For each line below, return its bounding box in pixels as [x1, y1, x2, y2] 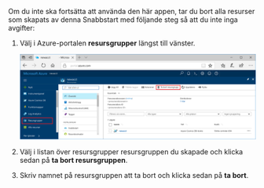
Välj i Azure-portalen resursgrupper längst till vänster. [19, 38, 196, 48]
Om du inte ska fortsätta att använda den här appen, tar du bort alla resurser [8, 7, 255, 16]
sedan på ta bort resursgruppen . [19, 156, 128, 165]
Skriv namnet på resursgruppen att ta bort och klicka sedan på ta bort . [19, 171, 249, 180]
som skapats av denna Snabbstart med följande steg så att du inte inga [8, 15, 238, 24]
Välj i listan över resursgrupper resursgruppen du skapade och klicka [19, 147, 244, 157]
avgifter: [8, 23, 35, 32]
